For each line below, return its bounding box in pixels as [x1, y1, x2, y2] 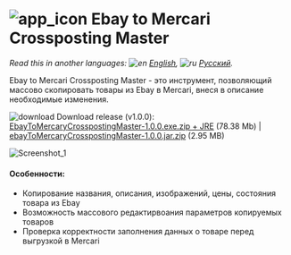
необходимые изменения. [9, 94, 109, 105]
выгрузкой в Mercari [21, 235, 100, 246]
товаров [21, 217, 54, 227]
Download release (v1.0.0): [56, 111, 154, 122]
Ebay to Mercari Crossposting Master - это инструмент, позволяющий [9, 74, 272, 85]
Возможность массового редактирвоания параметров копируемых [21, 207, 283, 218]
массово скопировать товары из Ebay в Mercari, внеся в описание [9, 84, 264, 95]
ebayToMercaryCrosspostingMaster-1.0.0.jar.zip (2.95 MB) [9, 130, 225, 140]
